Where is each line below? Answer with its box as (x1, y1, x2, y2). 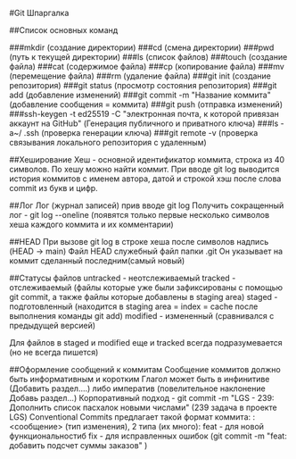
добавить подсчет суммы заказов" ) (9, 440, 148, 450)
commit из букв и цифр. (9, 183, 98, 193)
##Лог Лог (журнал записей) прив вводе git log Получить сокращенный (9, 200, 284, 211)
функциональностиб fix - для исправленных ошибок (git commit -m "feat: (9, 430, 287, 441)
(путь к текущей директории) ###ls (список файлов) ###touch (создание (9, 52, 288, 62)
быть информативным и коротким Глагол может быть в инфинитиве (9, 374, 270, 384)
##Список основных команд (9, 25, 119, 35)
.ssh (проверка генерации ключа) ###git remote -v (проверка (23, 128, 259, 138)
